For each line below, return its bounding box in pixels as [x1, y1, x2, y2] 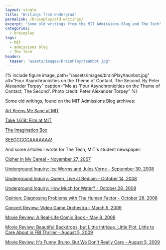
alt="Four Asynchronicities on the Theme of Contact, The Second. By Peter [5, 78, 160, 84]
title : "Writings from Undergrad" [5, 12, 77, 17]
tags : [5, 36, 16, 41]
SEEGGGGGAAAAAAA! [5, 137, 52, 143]
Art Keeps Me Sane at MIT [5, 108, 59, 114]
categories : [5, 26, 30, 31]
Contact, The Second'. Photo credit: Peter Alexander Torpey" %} [5, 88, 138, 94]
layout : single [5, 7, 37, 13]
